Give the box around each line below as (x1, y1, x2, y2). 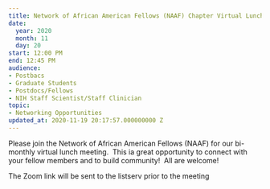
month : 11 (15, 34, 48, 43)
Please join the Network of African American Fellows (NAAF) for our (8, 138, 234, 148)
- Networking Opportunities (8, 109, 103, 117)
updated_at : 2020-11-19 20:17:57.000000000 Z (8, 117, 163, 125)
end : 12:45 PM (8, 57, 56, 65)
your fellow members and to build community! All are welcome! (8, 155, 219, 165)
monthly (8, 146, 36, 157)
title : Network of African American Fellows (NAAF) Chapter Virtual (8, 11, 243, 20)
